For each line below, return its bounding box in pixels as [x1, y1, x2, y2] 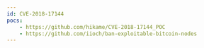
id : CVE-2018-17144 [6, 10, 64, 18]
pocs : [6, 17, 23, 24]
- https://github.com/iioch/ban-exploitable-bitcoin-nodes [19, 30, 198, 37]
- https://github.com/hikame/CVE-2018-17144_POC [19, 23, 166, 30]
